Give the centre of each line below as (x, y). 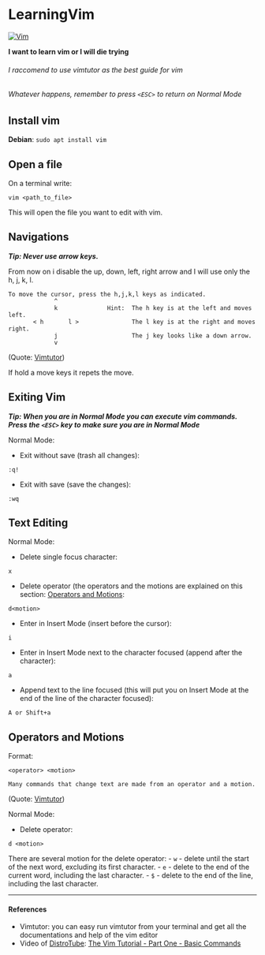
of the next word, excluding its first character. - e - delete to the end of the (129, 867)
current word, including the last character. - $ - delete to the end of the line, (131, 875)
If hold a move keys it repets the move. (71, 372)
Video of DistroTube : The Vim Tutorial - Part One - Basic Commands (130, 943)
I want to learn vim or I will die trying (69, 51)
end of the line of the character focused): (86, 699)
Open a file (35, 164)
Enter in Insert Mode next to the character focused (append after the (131, 653)
